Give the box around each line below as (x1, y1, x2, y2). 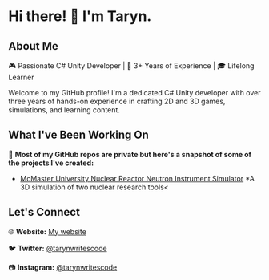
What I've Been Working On (8, 128, 150, 142)
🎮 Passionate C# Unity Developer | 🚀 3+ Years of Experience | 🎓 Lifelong (8, 61, 255, 71)
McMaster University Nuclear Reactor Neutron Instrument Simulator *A (19, 173, 255, 183)
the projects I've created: (8, 158, 94, 168)
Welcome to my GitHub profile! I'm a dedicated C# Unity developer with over (8, 88, 262, 97)
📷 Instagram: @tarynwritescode (8, 262, 118, 272)
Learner (8, 72, 34, 82)
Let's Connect (8, 205, 80, 219)
